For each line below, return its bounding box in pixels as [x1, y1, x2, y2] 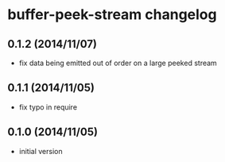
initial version [18, 146, 63, 156]
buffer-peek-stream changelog [7, 6, 217, 24]
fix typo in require [18, 102, 77, 112]
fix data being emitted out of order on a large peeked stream [18, 58, 218, 67]
